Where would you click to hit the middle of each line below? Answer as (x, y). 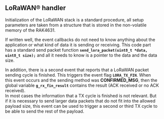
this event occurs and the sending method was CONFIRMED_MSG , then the (81, 80)
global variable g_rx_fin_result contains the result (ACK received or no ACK (82, 85)
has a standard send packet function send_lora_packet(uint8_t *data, (76, 50)
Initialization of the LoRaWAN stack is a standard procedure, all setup (74, 20)
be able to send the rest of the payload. (45, 111)
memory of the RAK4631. (31, 30)
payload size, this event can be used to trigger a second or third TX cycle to (81, 106)
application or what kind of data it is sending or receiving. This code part (78, 45)
